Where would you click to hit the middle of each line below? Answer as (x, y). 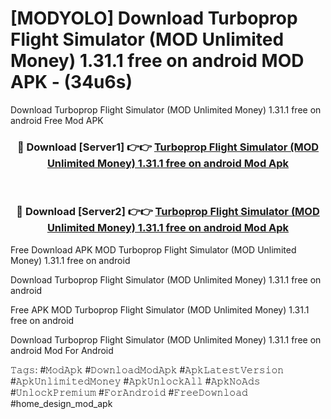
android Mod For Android (62, 350)
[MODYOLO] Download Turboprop (154, 18)
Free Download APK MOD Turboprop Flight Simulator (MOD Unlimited (153, 249)
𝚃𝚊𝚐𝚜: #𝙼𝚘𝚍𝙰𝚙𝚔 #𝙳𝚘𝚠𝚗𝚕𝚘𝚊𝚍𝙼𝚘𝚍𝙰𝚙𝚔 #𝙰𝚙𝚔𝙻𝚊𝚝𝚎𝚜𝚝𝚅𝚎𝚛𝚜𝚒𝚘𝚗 (147, 369)
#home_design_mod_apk (61, 403)
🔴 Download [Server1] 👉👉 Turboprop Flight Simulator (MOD (168, 147)
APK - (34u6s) (71, 82)
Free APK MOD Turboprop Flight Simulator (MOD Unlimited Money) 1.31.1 (160, 309)
